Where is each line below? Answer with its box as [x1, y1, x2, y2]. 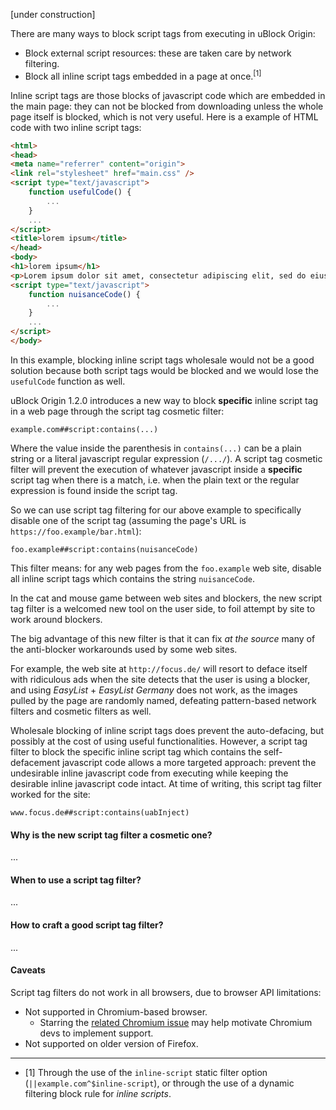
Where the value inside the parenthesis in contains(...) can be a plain [10, 442, 302, 454]
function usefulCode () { [28, 187, 132, 198]
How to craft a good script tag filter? [10, 919, 164, 931]
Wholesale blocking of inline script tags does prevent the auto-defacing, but [10, 724, 325, 736]
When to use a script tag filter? [10, 874, 142, 886]
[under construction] [10, 9, 96, 20]
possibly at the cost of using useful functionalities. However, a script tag [10, 735, 308, 747]
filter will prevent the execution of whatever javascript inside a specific [10, 463, 303, 475]
